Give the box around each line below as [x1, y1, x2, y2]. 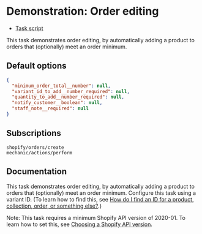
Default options [6, 61, 67, 71]
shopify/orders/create [6, 144, 64, 151]
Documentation [6, 167, 67, 177]
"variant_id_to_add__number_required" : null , [12, 88, 130, 94]
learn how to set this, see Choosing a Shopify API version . [6, 221, 153, 228]
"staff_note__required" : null [12, 105, 89, 111]
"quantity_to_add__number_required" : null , [12, 94, 124, 100]
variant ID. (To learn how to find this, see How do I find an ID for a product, [6, 195, 194, 203]
